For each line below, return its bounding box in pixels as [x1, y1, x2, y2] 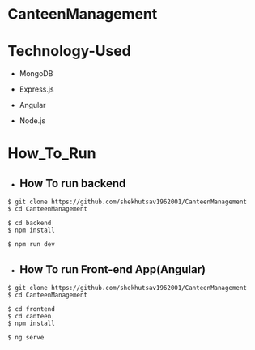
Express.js [19, 84, 54, 94]
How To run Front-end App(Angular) [19, 262, 206, 276]
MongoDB [19, 69, 53, 79]
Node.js [19, 116, 46, 126]
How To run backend [19, 176, 126, 190]
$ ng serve [7, 333, 45, 341]
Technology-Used [7, 42, 131, 61]
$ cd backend [7, 220, 52, 228]
